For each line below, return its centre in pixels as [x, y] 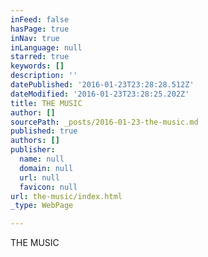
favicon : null [48, 187]
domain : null [46, 168]
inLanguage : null [46, 47]
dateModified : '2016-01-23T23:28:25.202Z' [100, 94]
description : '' [44, 76]
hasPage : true [40, 29]
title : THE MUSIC [46, 103]
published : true [44, 131]
